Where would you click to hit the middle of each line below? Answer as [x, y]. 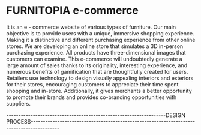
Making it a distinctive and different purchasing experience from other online [101, 40]
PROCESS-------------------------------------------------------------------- [101, 121]
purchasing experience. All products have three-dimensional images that [96, 52]
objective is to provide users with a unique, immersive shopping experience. [100, 33]
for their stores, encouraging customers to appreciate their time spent [92, 84]
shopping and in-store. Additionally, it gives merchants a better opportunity [99, 91]
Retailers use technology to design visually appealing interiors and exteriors [100, 78]
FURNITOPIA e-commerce [73, 10]
